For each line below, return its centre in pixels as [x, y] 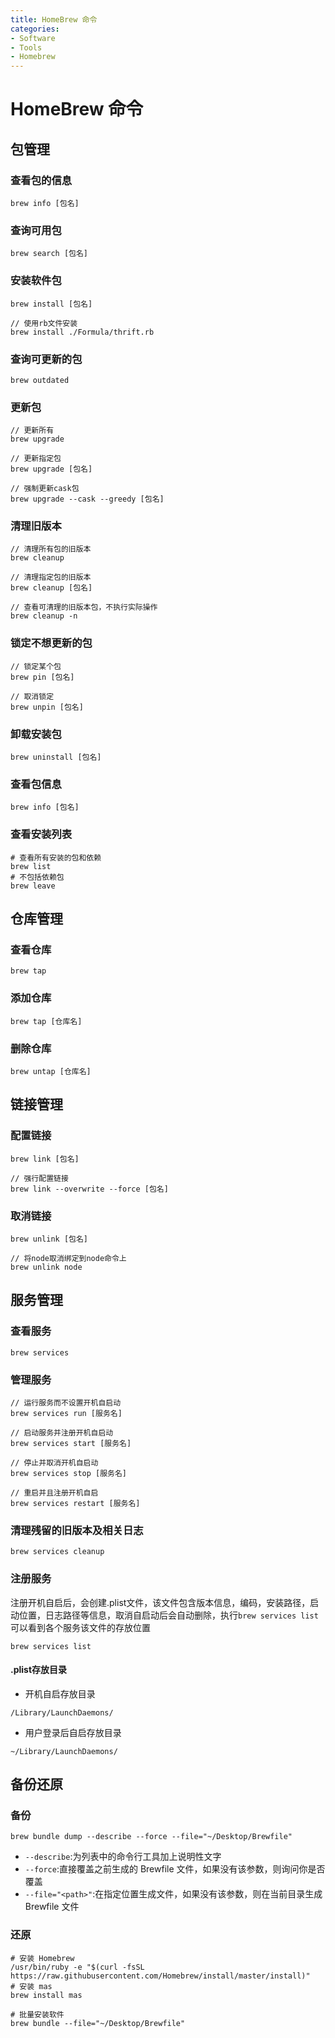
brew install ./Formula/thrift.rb [82, 332]
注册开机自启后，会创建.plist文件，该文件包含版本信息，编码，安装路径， [160, 1602]
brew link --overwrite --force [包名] [89, 1189]
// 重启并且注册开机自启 [54, 1492]
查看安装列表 [41, 834]
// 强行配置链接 [39, 1178]
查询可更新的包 [46, 359]
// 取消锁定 [32, 696]
